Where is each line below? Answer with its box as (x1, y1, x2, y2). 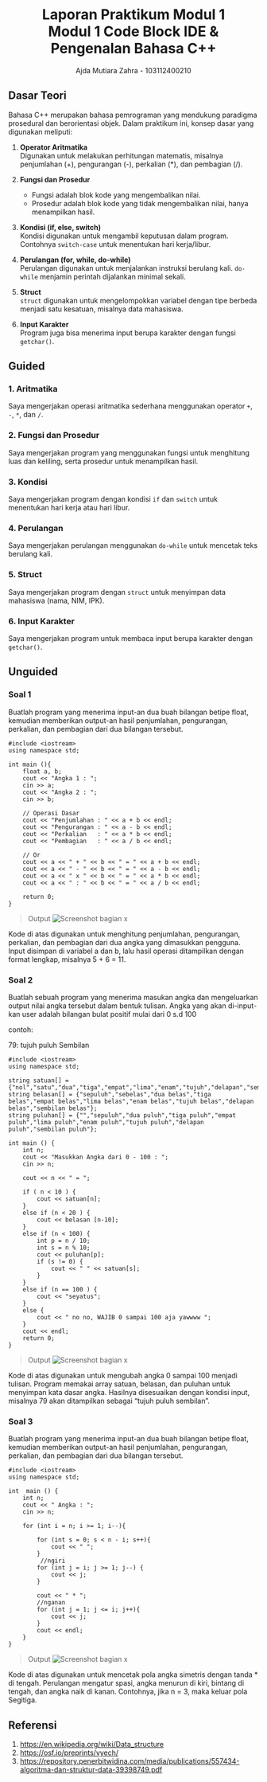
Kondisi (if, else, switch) (19, 222, 102, 232)
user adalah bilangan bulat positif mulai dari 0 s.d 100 (21, 1009, 197, 1018)
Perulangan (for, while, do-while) (19, 255, 131, 264)
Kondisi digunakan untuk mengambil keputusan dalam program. (19, 231, 229, 240)
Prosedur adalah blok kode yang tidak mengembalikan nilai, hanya (31, 198, 249, 208)
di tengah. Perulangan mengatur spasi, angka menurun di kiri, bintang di (8, 1678, 245, 1688)
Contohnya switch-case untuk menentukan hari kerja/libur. (19, 239, 211, 248)
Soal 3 (8, 1416, 33, 1427)
